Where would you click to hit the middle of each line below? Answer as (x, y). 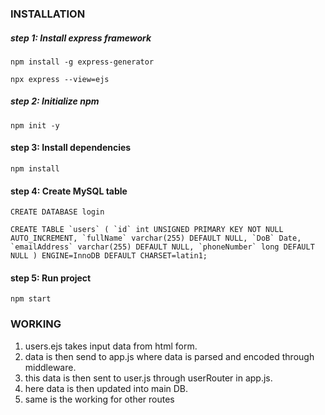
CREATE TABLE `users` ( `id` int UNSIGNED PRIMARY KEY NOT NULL (147, 230)
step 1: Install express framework (81, 38)
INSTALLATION (48, 14)
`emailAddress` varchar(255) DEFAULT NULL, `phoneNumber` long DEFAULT (162, 247)
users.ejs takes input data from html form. (111, 346)
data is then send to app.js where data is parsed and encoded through (169, 356)
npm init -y (35, 125)
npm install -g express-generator (82, 62)
